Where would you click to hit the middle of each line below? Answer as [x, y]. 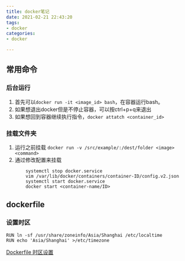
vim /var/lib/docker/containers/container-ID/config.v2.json [102, 176]
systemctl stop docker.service [64, 171]
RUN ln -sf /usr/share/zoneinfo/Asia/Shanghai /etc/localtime [84, 235]
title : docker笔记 [28, 12]
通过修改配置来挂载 [38, 159]
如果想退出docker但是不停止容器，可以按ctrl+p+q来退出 [83, 109]
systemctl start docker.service [65, 181]
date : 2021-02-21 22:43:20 [39, 17]
